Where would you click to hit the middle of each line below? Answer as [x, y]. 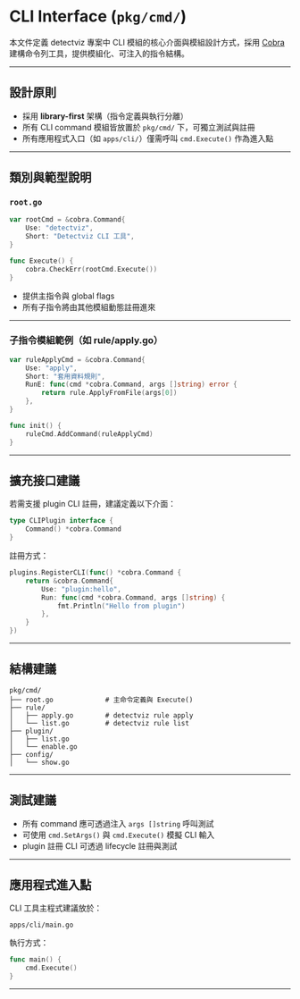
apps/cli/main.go [42, 925]
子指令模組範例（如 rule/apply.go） [86, 340]
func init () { [36, 425]
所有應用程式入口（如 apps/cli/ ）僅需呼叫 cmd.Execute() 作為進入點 [148, 138]
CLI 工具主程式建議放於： [56, 908]
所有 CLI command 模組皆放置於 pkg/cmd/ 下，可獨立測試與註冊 [139, 127]
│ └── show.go [39, 762]
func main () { [36, 960]
